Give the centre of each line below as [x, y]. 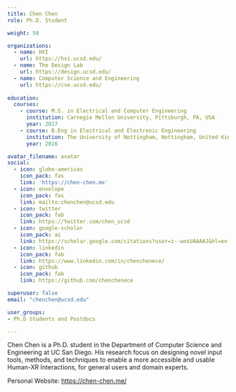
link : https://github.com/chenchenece [77, 281]
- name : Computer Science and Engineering [77, 78]
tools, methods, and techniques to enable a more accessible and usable [111, 360]
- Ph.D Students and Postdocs [52, 319]
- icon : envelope [39, 189]
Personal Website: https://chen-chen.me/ [67, 381]
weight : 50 [23, 33]
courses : [26, 105]
